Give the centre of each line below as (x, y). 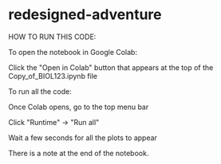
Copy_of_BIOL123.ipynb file (53, 76)
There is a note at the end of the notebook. (79, 153)
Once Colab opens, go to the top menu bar (79, 107)
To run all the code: (40, 91)
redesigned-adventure (85, 15)
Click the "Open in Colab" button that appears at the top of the (111, 67)
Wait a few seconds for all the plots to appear (83, 138)
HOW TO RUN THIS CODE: (52, 37)
